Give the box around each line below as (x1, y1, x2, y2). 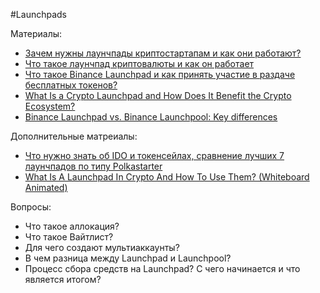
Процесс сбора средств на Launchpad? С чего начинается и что (24, 263, 301, 274)
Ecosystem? (24, 100, 76, 112)
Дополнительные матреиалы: (10, 130, 138, 142)
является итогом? (24, 274, 102, 285)
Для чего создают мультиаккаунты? (24, 242, 180, 253)
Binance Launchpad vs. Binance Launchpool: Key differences (24, 111, 278, 123)
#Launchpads (10, 9, 68, 20)
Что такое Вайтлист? (24, 231, 114, 243)
